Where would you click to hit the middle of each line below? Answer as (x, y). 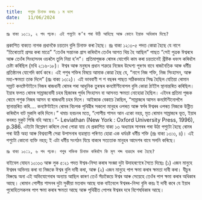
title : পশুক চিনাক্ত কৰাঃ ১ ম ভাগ (40, 12)
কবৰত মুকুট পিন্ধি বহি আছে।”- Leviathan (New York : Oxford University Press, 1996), (100, 120)
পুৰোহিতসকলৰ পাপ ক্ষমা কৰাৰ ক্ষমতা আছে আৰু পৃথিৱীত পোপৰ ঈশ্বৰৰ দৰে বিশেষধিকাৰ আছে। (85, 190)
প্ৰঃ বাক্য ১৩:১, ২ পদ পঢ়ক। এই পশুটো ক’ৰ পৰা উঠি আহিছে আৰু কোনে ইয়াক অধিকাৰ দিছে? (87, 34)
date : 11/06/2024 (31, 17)
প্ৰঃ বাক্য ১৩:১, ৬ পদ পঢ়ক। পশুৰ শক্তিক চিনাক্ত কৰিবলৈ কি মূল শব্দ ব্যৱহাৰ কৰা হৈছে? (80, 151)
